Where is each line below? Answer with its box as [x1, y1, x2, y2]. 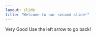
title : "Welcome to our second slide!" [5, 12, 90, 17]
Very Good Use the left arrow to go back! [5, 26, 91, 32]
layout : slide [5, 7, 36, 13]
